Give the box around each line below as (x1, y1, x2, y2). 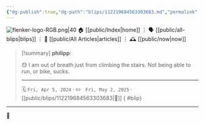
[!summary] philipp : (21, 49, 72, 57)
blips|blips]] (6, 35, 37, 43)
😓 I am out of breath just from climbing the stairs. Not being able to (21, 61, 191, 68)
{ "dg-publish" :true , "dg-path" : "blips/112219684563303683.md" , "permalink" (6, 9, 198, 15)
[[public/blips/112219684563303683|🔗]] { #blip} (21, 94, 142, 101)
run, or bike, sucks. (21, 68, 70, 75)
